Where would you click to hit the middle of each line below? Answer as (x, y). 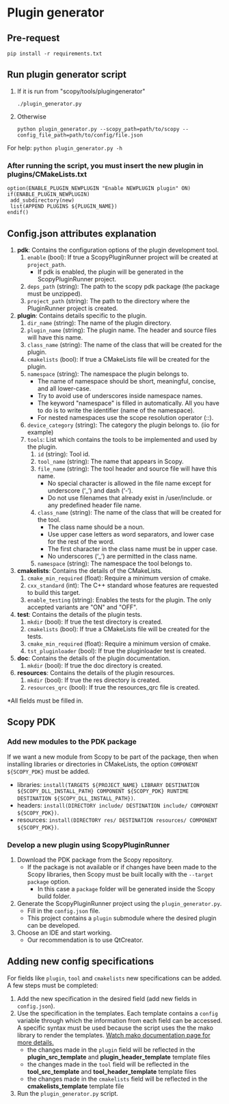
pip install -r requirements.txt (55, 54)
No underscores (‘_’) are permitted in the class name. (122, 556)
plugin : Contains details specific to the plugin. (82, 315)
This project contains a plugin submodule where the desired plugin (122, 918)
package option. (49, 881)
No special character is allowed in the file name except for (130, 483)
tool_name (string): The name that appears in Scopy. (111, 461)
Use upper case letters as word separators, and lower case (131, 534)
